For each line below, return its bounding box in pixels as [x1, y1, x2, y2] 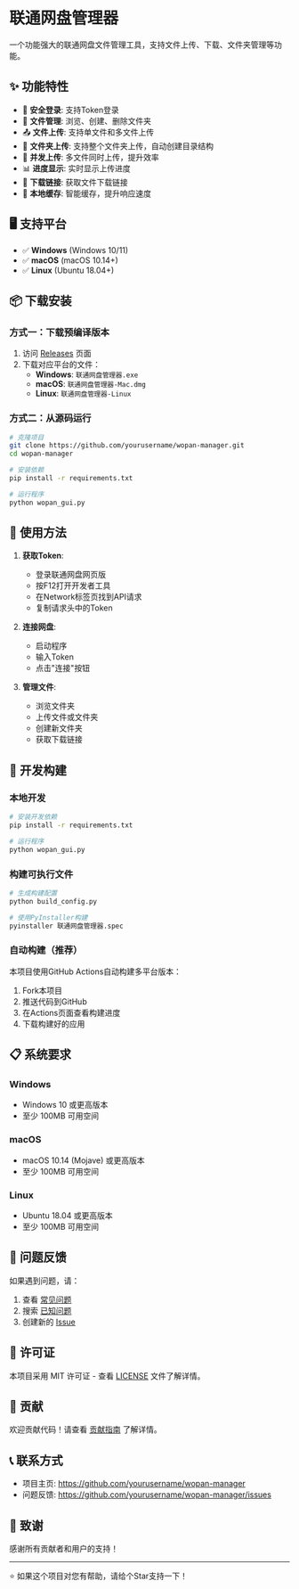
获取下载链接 [35, 734, 83, 745]
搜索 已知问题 [21, 1305, 72, 1315]
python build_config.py [9, 897, 98, 905]
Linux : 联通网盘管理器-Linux [35, 389, 132, 399]
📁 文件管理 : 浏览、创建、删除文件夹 [21, 115, 151, 126]
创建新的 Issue [21, 1316, 76, 1327]
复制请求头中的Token [35, 602, 113, 613]
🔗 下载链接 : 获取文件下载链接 [21, 176, 128, 187]
